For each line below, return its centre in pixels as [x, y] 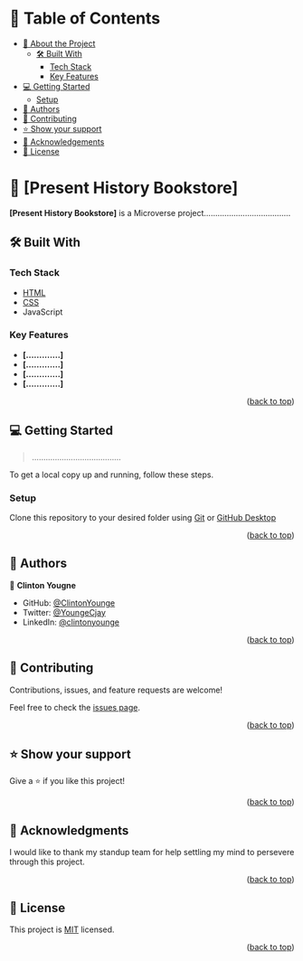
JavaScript [43, 312]
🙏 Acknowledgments [69, 830]
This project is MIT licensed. [62, 929]
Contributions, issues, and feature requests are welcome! [116, 690]
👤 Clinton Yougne [43, 585]
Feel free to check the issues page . [75, 707]
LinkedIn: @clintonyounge [71, 622]
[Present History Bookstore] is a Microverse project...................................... [150, 212]
